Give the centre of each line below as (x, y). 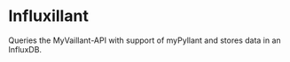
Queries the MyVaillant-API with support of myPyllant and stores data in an (145, 40)
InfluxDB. (25, 49)
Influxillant (49, 16)
